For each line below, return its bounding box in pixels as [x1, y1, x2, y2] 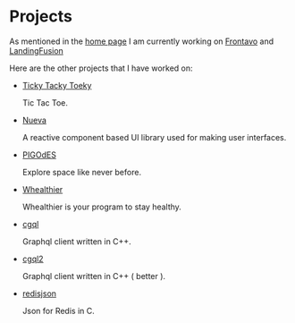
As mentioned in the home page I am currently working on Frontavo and [9, 36, 274, 47]
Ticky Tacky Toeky [21, 80, 92, 90]
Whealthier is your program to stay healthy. [21, 201, 181, 212]
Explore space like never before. [21, 166, 141, 177]
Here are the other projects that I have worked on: [9, 63, 194, 73]
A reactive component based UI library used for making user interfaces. [21, 132, 287, 142]
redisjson [21, 288, 56, 299]
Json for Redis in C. [21, 305, 96, 316]
